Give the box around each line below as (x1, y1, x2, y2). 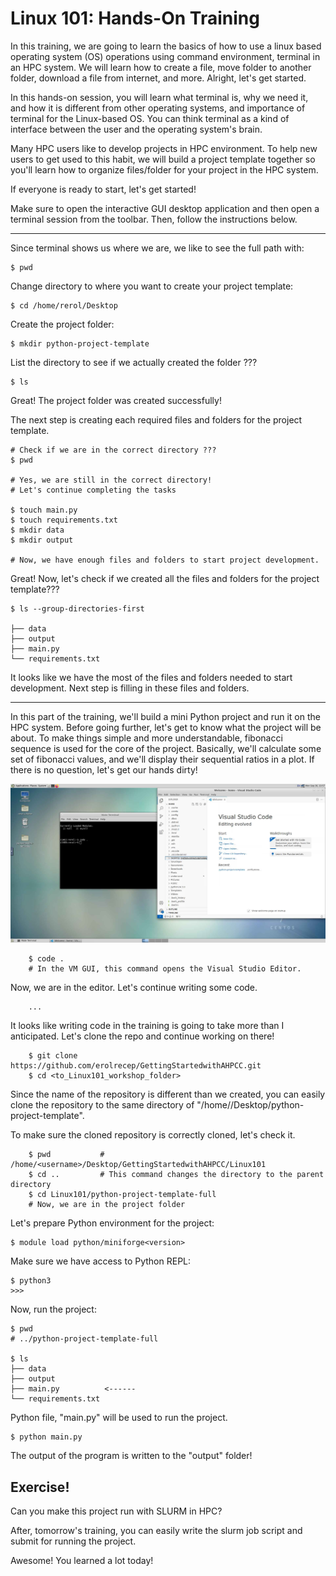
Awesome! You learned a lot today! (10, 1555, 154, 1567)
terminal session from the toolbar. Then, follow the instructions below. (10, 213, 298, 225)
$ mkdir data (10, 525, 65, 535)
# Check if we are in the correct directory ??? (10, 445, 217, 455)
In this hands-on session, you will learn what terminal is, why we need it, (10, 91, 309, 103)
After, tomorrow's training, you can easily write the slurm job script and (10, 1525, 303, 1537)
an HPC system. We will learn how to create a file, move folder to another (10, 61, 312, 73)
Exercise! (10, 1478, 70, 1496)
